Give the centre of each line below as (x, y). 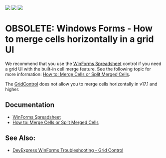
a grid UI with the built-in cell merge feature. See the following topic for (78, 69)
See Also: (20, 138)
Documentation (30, 105)
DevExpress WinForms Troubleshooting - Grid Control (68, 150)
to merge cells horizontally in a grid (80, 39)
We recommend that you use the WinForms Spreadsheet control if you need (83, 63)
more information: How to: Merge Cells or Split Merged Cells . (68, 74)
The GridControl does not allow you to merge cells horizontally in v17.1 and (82, 84)
